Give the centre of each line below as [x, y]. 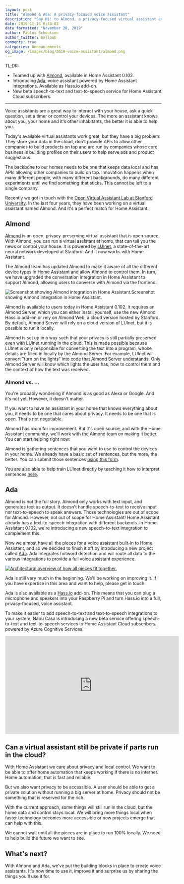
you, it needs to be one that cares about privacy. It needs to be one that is [81, 413]
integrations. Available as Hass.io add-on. [55, 86]
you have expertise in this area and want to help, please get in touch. [75, 584]
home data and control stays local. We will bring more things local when [79, 813]
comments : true [21, 42]
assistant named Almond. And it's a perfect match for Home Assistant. [77, 208]
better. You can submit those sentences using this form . [62, 459]
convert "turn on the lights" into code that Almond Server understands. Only [83, 359]
